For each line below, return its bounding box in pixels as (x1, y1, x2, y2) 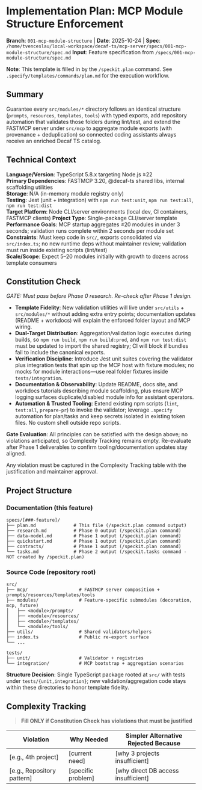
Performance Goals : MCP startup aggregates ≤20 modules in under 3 (6, 221, 180, 228)
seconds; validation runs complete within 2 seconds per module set (6, 227, 174, 234)
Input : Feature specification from (72, 48, 155, 55)
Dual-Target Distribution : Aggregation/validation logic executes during (14, 330, 191, 337)
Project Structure (6, 486, 72, 496)
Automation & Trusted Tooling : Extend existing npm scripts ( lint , (14, 400, 179, 407)
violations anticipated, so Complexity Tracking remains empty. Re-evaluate (6, 437, 191, 445)
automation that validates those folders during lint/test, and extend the (6, 118, 180, 125)
